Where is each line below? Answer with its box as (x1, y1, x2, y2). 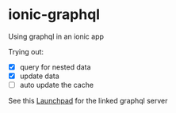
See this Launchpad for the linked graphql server (8, 96, 168, 106)
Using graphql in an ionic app (8, 32, 105, 41)
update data (19, 71, 59, 81)
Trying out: (8, 47, 44, 56)
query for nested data (19, 62, 91, 72)
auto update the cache (19, 81, 94, 90)
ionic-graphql (8, 6, 101, 24)
